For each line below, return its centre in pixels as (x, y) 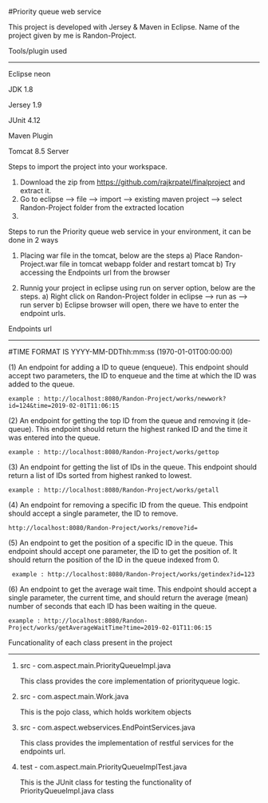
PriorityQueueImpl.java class (67, 791)
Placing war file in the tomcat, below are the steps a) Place (116, 255)
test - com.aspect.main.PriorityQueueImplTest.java (103, 767)
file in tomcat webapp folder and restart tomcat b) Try (148, 264)
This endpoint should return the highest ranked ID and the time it (142, 429)
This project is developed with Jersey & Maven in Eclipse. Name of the (124, 27)
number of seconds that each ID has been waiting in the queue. (112, 606)
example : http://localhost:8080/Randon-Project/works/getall (114, 490)
